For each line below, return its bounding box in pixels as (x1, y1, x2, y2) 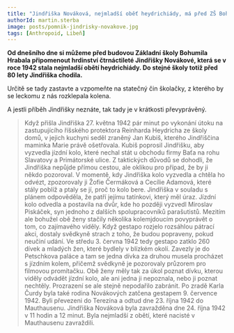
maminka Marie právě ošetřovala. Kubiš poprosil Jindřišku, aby (24, 141, 205, 150)
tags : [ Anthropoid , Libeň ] (7, 29, 86, 37)
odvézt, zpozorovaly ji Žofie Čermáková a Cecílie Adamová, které (24, 178, 212, 187)
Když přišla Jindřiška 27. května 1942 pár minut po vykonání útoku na (24, 119, 224, 127)
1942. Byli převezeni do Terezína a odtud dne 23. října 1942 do (24, 297, 204, 305)
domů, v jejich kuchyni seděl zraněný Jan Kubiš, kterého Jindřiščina (24, 134, 219, 142)
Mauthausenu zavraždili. (24, 318, 95, 327)
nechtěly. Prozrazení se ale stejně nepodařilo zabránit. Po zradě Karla (24, 281, 224, 290)
